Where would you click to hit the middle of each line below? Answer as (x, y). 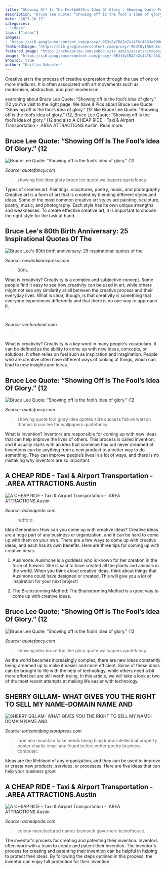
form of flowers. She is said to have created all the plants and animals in (85, 565)
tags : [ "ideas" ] (22, 33)
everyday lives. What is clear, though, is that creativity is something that (78, 295)
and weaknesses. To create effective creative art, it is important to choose (81, 210)
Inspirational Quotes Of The (49, 239)
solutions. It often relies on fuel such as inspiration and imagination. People (82, 354)
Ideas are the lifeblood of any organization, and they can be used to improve (83, 761)
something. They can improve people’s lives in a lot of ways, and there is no (82, 455)
